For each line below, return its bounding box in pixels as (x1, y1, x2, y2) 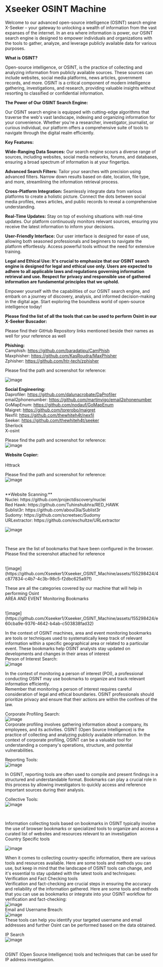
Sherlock (5, 423, 23, 428)
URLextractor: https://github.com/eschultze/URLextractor (5, 517, 120, 523)
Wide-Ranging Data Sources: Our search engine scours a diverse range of (5, 149, 156, 155)
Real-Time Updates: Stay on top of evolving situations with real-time (5, 213, 143, 219)
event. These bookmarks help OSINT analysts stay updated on (5, 645, 130, 651)
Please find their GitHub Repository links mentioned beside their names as (5, 328, 154, 333)
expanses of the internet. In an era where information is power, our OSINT (5, 30, 153, 36)
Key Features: (5, 139, 34, 145)
